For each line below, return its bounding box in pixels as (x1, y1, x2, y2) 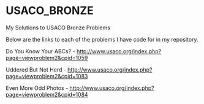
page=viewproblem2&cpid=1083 (6, 72, 88, 80)
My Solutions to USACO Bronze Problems (6, 24, 111, 31)
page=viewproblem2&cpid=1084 (6, 91, 88, 98)
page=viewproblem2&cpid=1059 (6, 54, 88, 61)
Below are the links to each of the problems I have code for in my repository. (6, 35, 198, 43)
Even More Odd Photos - (6, 84, 69, 92)
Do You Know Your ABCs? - (6, 47, 75, 55)
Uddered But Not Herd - (6, 65, 67, 73)
